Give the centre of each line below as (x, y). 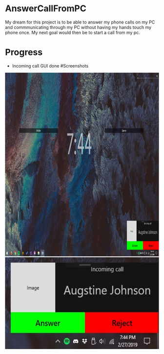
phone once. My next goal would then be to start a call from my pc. (72, 32)
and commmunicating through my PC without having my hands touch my (78, 27)
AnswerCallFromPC (46, 9)
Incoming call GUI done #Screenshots (50, 66)
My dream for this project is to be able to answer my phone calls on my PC (80, 22)
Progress (24, 52)
